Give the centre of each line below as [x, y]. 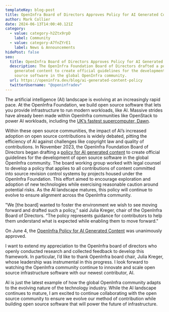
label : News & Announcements [45, 47]
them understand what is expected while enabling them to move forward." [82, 221]
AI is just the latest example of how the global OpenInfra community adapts [83, 282]
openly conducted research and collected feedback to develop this [75, 251]
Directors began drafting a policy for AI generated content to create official [82, 152]
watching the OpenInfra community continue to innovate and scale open [80, 267]
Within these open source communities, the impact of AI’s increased [76, 131]
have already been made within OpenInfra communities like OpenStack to [81, 115]
